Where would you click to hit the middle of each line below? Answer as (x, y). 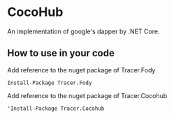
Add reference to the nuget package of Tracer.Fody (81, 70)
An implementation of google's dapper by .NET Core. (84, 31)
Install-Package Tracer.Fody (50, 83)
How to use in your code (61, 53)
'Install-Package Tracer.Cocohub (56, 109)
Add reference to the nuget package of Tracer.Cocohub (87, 95)
